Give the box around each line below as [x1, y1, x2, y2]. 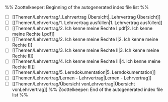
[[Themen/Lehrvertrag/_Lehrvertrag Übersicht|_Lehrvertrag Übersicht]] [12, 14, 161, 20]
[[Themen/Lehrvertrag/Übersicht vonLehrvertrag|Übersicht [12, 80, 135, 87]
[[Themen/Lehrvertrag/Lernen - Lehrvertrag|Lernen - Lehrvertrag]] [12, 75, 152, 81]
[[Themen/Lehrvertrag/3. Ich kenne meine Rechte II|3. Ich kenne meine [12, 47, 159, 53]
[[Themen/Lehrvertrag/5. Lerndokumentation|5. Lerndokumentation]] [12, 69, 156, 75]
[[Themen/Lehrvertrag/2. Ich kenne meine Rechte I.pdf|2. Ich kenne [12, 25, 153, 32]
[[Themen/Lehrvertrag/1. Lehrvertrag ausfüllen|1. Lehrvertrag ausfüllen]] [12, 20, 162, 26]
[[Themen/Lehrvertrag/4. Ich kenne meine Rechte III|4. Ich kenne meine [12, 58, 161, 64]
